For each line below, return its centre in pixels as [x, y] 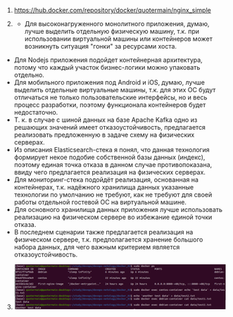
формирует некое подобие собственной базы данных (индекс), [109, 157]
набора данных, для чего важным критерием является [97, 247]
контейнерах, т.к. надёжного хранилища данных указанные [104, 187]
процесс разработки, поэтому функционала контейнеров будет [110, 105]
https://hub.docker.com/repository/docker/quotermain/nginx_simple [112, 10]
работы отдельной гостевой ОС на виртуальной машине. [100, 202]
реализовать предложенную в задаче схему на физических [104, 135]
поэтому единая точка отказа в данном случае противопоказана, [113, 164]
